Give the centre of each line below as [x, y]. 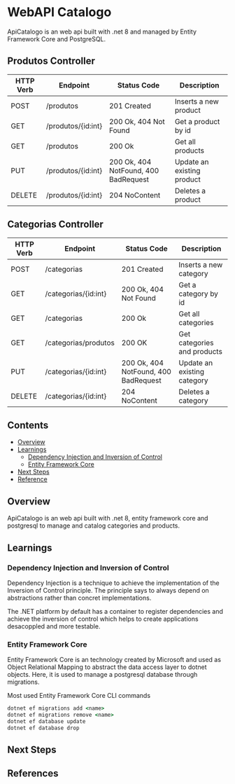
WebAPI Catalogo [59, 12]
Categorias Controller [55, 225]
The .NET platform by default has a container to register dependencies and [115, 611]
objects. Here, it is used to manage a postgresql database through [102, 675]
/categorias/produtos [80, 343]
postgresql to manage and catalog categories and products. [94, 525]
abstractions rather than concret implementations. [79, 598]
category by [198, 294]
